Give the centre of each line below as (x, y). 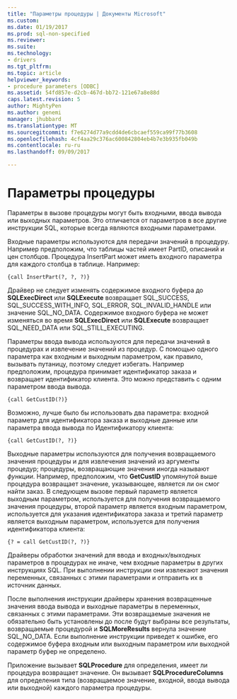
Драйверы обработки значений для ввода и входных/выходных (104, 555)
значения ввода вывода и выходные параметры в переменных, (104, 606)
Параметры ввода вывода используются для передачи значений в (109, 341)
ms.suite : (22, 47)
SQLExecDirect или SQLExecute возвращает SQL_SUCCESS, (98, 297)
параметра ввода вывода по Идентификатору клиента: (91, 427)
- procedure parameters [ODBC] (53, 86)
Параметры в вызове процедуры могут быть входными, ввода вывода (114, 212)
